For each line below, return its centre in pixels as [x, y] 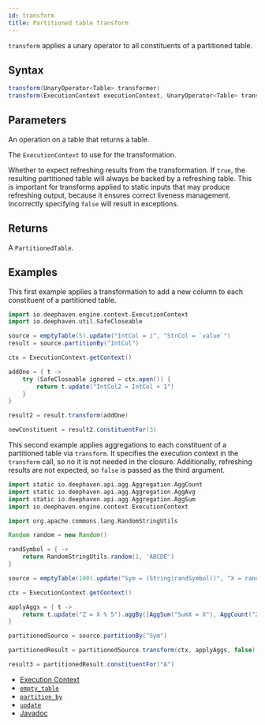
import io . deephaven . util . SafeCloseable [76, 322]
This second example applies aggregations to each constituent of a [118, 445]
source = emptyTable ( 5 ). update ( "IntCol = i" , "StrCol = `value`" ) [119, 336]
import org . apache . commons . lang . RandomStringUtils [93, 521]
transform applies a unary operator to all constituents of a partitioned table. [131, 45]
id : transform [32, 15]
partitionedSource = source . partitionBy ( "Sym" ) [88, 636]
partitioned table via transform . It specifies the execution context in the [123, 453]
